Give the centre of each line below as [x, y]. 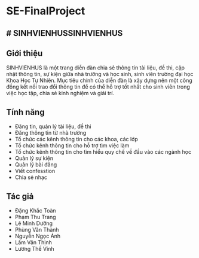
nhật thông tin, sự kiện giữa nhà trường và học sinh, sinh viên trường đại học [100, 74]
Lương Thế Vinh [35, 249]
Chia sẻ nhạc [31, 177]
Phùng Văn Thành [37, 230]
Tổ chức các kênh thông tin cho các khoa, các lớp [76, 139]
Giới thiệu [25, 53]
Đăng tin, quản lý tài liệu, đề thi [53, 126]
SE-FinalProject [46, 11]
